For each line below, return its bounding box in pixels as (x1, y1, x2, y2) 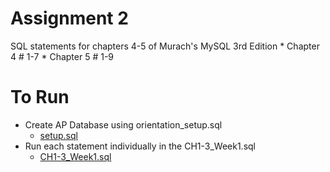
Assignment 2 (10, 7, 129, 30)
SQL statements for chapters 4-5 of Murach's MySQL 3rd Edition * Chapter (10, 40, 320, 52)
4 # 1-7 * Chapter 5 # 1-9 (10, 50, 115, 62)
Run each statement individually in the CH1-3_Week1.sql (24, 140, 257, 152)
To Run (10, 86, 70, 109)
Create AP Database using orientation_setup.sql (24, 118, 223, 131)
